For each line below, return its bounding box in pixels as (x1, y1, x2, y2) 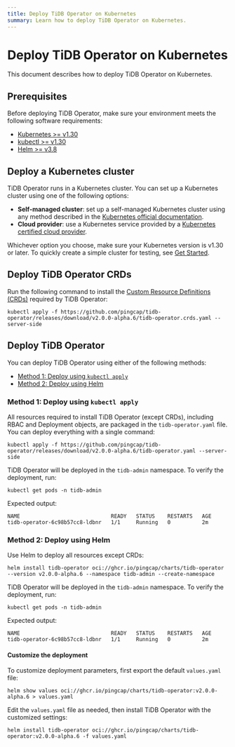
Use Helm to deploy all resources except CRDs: (7, 551, 145, 560)
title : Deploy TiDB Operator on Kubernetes (7, 10, 137, 18)
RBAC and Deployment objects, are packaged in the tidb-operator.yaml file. (7, 420, 228, 429)
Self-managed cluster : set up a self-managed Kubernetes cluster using (17, 205, 226, 214)
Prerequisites (7, 90, 67, 102)
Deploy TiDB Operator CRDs (7, 269, 132, 281)
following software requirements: (7, 116, 103, 125)
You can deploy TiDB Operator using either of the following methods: (7, 358, 207, 367)
